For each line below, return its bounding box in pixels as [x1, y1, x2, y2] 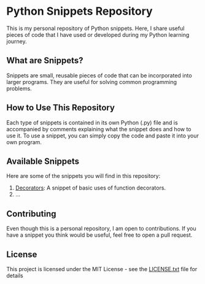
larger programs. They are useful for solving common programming [6, 78, 177, 85]
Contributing [6, 209, 56, 219]
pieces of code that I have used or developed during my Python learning [6, 31, 190, 38]
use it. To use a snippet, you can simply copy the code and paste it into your [6, 132, 199, 139]
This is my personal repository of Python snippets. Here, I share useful [6, 25, 185, 32]
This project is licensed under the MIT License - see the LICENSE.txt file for [6, 266, 198, 272]
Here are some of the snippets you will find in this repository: [6, 172, 161, 180]
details [6, 272, 23, 279]
